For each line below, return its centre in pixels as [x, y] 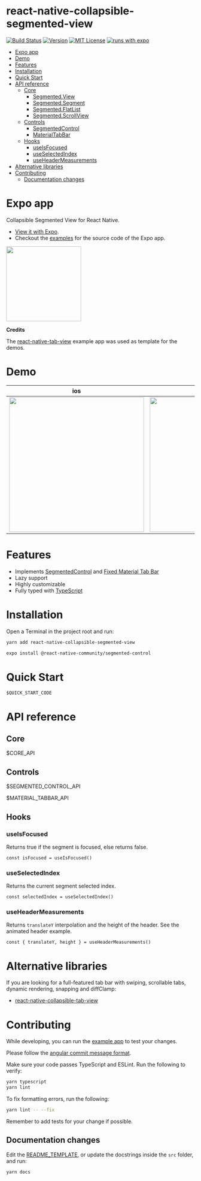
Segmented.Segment [59, 102]
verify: [14, 1071]
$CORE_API [21, 753]
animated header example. [39, 931]
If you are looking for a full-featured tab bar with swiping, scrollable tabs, [96, 983]
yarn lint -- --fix [31, 1110]
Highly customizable [40, 584]
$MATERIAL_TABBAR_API [37, 798]
